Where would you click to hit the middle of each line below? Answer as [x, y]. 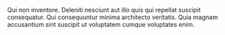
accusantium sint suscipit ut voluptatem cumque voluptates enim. [101, 24]
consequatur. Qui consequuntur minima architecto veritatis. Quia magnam [113, 17]
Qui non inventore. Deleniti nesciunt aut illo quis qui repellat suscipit [104, 10]
